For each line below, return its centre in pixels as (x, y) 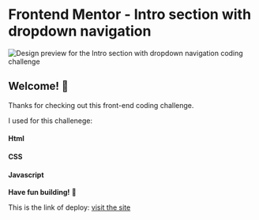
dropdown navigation (80, 31)
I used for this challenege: (51, 121)
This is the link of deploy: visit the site (69, 207)
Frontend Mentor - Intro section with (129, 15)
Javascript (26, 174)
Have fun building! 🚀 (42, 192)
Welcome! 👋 (38, 86)
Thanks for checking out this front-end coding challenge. (101, 105)
